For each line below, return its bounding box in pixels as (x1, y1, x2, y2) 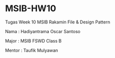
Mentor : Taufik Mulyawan (5, 47, 58, 53)
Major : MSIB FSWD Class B (5, 38, 62, 44)
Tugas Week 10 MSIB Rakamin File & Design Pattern (5, 19, 110, 25)
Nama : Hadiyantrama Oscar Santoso (5, 28, 80, 34)
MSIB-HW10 (5, 3, 56, 14)
